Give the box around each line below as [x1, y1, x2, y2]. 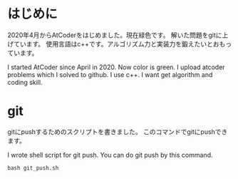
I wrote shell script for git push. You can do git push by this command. [7, 150, 213, 159]
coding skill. [7, 78, 43, 86]
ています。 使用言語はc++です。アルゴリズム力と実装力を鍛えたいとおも [13, 39, 226, 48]
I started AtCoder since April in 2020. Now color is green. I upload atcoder [7, 63, 226, 71]
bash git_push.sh [7, 164, 59, 171]
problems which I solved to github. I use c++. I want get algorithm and [7, 70, 213, 78]
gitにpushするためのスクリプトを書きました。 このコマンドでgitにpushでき [7, 127, 228, 135]
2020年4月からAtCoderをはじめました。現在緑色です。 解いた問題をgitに [7, 31, 222, 39]
